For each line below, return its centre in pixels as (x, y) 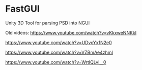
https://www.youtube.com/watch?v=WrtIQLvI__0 (56, 62)
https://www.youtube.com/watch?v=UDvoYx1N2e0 (59, 42)
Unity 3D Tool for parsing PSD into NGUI (48, 23)
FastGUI (22, 9)
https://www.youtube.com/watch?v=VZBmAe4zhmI (59, 52)
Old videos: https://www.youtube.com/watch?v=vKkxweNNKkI (71, 32)
